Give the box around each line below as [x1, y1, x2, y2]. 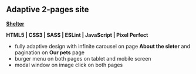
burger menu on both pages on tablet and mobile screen [14, 55, 151, 62]
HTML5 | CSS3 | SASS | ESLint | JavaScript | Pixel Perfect [6, 31, 148, 38]
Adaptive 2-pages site [6, 5, 89, 15]
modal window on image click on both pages [14, 61, 123, 68]
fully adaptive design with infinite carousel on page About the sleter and [14, 43, 191, 50]
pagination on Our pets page [14, 49, 85, 56]
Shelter [6, 20, 25, 27]
